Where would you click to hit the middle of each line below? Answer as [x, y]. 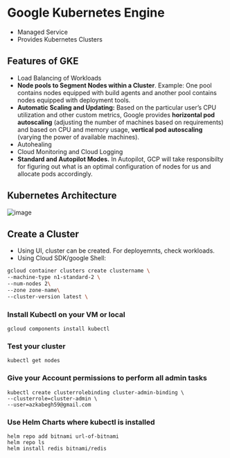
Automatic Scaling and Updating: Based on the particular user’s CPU [117, 107]
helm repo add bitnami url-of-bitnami [63, 436]
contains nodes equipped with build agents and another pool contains [117, 92]
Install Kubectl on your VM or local [67, 314]
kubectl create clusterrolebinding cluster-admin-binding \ [96, 392]
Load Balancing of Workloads [59, 78]
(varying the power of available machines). [78, 137]
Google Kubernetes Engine [86, 13]
